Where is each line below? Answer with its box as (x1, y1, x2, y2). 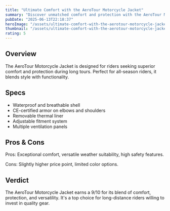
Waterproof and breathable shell (12, 102, 80, 108)
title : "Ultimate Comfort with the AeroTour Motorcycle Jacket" (5, 7, 144, 13)
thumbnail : (5, 26, 28, 31)
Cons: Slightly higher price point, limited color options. (5, 161, 119, 167)
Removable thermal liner (12, 112, 64, 119)
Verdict (5, 176, 29, 185)
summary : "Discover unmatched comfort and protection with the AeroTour (5, 12, 162, 17)
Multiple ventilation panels (12, 123, 67, 130)
